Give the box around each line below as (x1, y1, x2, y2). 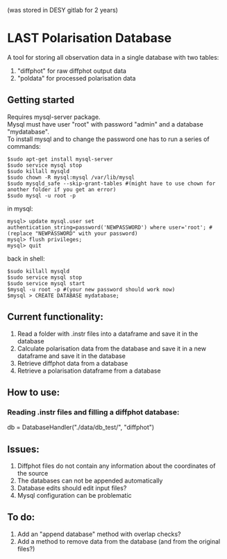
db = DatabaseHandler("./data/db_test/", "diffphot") (7, 423, 155, 432)
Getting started (7, 94, 75, 106)
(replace (7, 229, 33, 237)
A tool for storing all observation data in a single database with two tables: (7, 53, 219, 61)
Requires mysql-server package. (7, 113, 101, 121)
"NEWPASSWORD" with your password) (35, 229, 138, 237)
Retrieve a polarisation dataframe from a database (17, 366, 161, 375)
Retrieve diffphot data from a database (17, 359, 128, 367)
